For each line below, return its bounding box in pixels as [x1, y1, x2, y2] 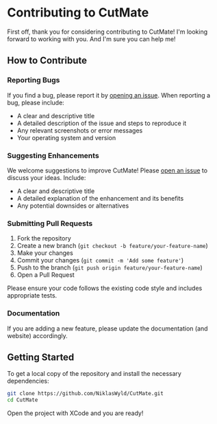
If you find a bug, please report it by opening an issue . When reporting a [7, 91, 211, 99]
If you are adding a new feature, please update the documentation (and [7, 324, 208, 333]
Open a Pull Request [16, 271, 75, 279]
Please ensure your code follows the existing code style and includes [7, 284, 203, 293]
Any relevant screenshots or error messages [16, 126, 143, 135]
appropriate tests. [7, 291, 58, 300]
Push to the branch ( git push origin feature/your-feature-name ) [16, 263, 203, 272]
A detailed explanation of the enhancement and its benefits [16, 194, 184, 202]
